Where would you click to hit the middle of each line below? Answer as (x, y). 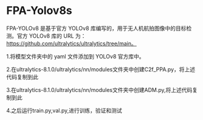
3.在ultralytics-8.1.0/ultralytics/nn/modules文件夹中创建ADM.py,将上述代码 (99, 90)
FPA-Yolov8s (40, 11)
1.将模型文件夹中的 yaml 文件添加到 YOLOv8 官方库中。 (75, 56)
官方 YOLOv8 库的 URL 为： (51, 36)
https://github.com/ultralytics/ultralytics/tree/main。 (71, 43)
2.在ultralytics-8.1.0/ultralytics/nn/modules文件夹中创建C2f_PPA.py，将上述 (101, 69)
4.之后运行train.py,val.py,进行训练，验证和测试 (64, 110)
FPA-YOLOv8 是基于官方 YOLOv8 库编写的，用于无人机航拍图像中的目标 (96, 28)
